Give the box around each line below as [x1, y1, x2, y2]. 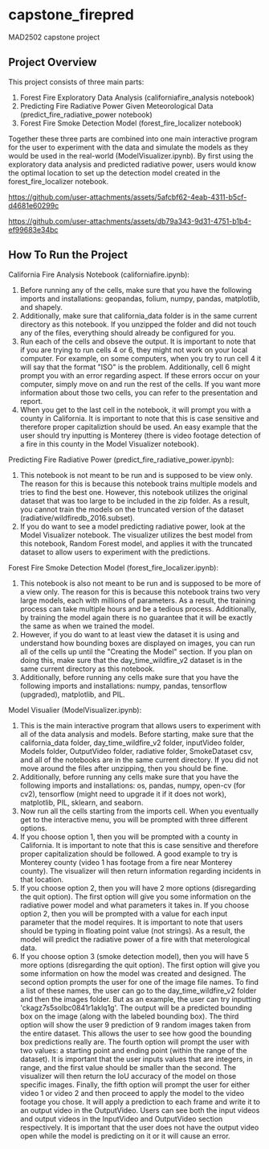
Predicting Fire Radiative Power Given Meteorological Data [19, 101, 214, 110]
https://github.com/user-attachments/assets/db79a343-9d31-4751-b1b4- [8, 216, 251, 226]
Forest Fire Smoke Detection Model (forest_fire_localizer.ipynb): [8, 562, 219, 572]
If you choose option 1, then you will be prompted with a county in [19, 831, 238, 842]
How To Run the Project [8, 248, 128, 262]
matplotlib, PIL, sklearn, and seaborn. [19, 797, 144, 807]
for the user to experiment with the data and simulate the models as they [8, 142, 249, 152]
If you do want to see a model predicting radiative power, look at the [19, 521, 246, 531]
